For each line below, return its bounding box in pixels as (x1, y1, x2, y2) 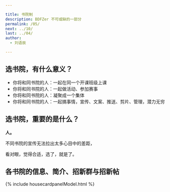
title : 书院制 (5, 12, 33, 17)
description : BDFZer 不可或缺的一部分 (5, 16, 82, 22)
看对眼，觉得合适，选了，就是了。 (5, 151, 77, 157)
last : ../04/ (5, 31, 33, 36)
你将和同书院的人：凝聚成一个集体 (12, 92, 85, 98)
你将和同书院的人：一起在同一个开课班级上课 (12, 79, 107, 86)
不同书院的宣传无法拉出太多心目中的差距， (5, 140, 95, 146)
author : (5, 36, 22, 41)
